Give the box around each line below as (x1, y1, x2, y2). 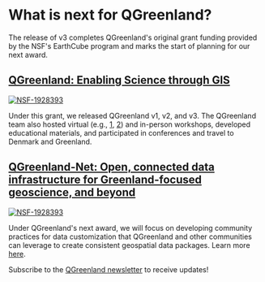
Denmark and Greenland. (8, 137, 92, 146)
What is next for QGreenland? (8, 6, 212, 24)
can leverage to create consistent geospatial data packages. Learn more (8, 240, 250, 249)
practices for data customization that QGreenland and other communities (8, 232, 253, 241)
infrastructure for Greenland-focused (8, 173, 203, 187)
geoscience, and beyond (8, 185, 136, 200)
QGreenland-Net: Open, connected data (8, 160, 215, 174)
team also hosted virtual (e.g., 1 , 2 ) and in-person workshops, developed (8, 119, 251, 129)
